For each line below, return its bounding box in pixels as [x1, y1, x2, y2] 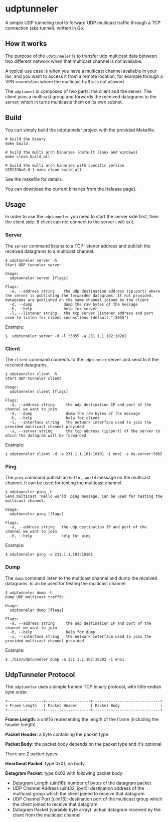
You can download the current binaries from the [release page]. [5, 186, 137, 192]
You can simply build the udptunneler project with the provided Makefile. [5, 126, 155, 133]
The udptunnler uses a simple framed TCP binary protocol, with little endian [5, 683, 161, 690]
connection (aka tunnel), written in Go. [5, 25, 85, 31]
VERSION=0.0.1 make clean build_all [5, 167, 82, 172]
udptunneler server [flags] [10, 276, 69, 281]
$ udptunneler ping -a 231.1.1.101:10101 [5, 552, 93, 557]
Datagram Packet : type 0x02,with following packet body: [5, 770, 124, 776]
